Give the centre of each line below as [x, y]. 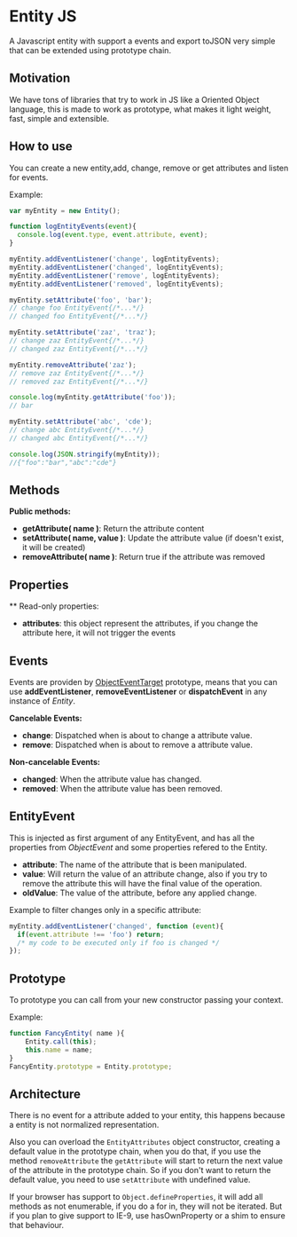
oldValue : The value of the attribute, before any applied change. [139, 893]
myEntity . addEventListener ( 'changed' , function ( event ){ [117, 926]
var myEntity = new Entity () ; [65, 210]
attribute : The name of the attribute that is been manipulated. [134, 864]
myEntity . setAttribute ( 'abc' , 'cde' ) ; [81, 422]
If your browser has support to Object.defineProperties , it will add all [136, 1197]
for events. [29, 177]
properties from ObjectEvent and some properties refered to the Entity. [138, 847]
